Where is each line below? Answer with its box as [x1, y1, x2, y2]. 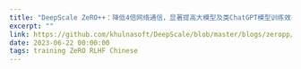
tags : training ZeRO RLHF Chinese [9, 47, 139, 56]
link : [9, 30, 30, 39]
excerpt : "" [9, 22, 54, 30]
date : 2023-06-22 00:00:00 [9, 38, 110, 47]
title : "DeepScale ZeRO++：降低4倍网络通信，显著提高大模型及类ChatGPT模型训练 [9, 13, 285, 22]
